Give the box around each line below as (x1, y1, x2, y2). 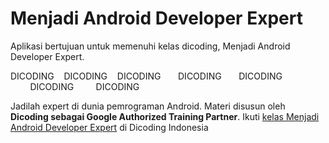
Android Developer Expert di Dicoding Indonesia (10, 121, 209, 133)
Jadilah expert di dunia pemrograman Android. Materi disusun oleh (10, 100, 286, 112)
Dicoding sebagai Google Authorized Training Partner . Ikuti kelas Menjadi (10, 110, 320, 122)
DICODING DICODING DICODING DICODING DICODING (10, 70, 283, 82)
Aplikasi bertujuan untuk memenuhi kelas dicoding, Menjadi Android (10, 40, 291, 52)
